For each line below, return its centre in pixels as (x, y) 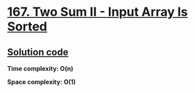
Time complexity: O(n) (40, 69)
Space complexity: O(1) (42, 82)
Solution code (38, 52)
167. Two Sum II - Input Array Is (97, 12)
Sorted (27, 27)
